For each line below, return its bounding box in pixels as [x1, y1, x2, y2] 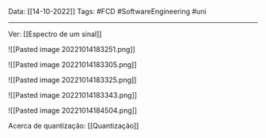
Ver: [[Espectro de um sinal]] [8, 29, 102, 39]
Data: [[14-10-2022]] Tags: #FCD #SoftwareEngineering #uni [8, 7, 207, 16]
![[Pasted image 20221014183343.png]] [8, 91, 137, 99]
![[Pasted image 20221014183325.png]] [8, 75, 137, 84]
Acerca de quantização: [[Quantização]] [8, 121, 139, 130]
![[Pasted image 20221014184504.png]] [8, 106, 137, 115]
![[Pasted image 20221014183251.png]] [8, 45, 136, 54]
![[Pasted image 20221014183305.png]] [8, 60, 137, 69]
